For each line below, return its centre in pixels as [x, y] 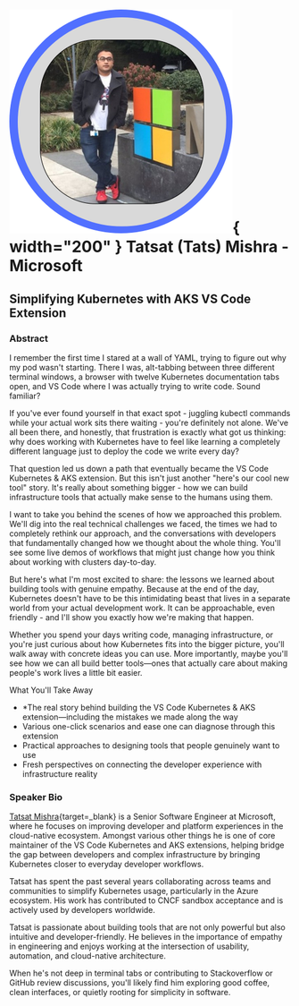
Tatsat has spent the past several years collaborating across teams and [140, 882]
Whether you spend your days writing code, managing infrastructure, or [141, 635]
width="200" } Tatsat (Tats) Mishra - [149, 247]
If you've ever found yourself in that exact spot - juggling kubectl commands [150, 413]
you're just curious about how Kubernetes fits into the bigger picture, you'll [147, 644]
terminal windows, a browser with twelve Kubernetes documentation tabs [144, 377]
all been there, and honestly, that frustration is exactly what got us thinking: [148, 432]
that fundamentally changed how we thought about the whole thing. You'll [145, 542]
